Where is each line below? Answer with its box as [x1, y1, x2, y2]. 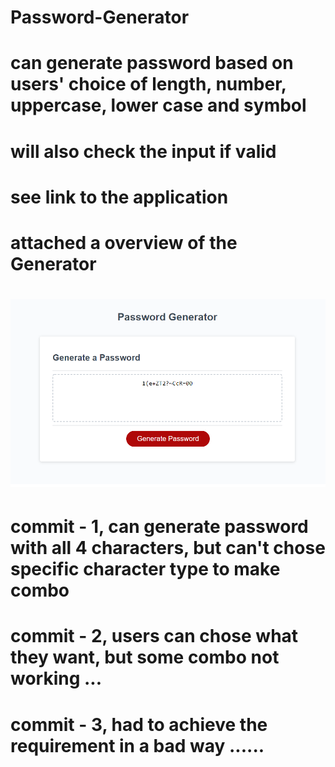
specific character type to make [10, 558, 281, 581]
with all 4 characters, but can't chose [10, 537, 326, 560]
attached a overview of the [10, 231, 238, 254]
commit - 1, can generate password [10, 516, 309, 538]
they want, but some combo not [10, 646, 280, 669]
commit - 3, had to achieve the [10, 713, 268, 736]
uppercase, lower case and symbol [10, 94, 307, 117]
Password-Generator [10, 6, 190, 29]
